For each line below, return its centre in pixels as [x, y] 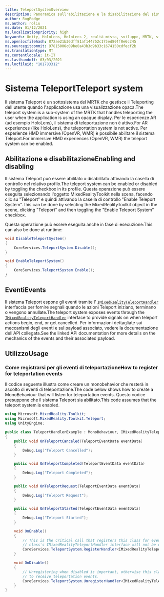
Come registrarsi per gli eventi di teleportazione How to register [82, 368]
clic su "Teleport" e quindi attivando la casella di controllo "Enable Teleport [80, 199]
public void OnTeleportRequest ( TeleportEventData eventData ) [77, 486]
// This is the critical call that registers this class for [86, 540]
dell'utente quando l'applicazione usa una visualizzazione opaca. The [74, 107]
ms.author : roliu [23, 23]
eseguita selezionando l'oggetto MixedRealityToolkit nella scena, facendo [79, 194]
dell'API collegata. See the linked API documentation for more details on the [80, 333]
